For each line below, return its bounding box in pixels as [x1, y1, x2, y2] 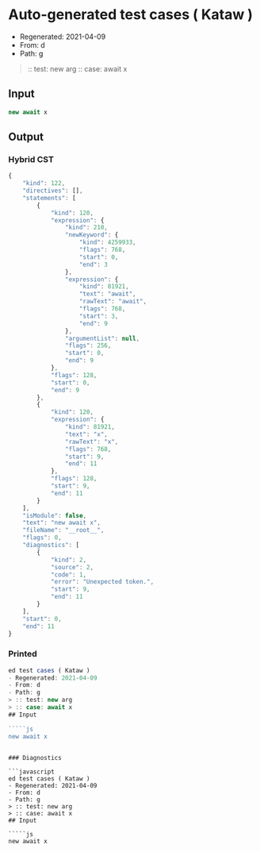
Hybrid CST [8, 153, 54, 164]
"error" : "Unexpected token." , [50, 578, 155, 586]
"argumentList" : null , [64, 334, 140, 342]
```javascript [8, 768, 55, 776]
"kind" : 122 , [22, 179, 66, 187]
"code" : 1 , [50, 570, 87, 579]
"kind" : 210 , [64, 224, 109, 232]
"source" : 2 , [50, 563, 94, 571]
